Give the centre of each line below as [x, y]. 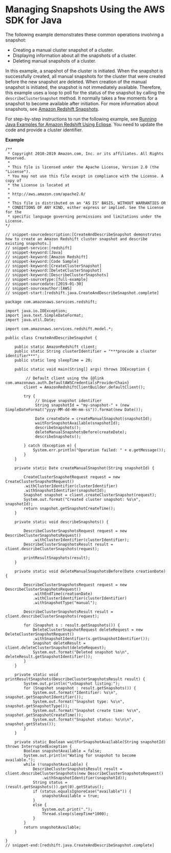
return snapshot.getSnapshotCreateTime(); [70, 508]
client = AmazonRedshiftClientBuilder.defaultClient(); [84, 387]
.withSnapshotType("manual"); [65, 603]
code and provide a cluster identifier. [44, 130]
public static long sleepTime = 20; [54, 360]
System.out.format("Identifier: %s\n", [75, 692]
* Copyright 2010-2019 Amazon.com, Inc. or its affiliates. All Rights [85, 153]
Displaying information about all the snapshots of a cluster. [74, 55]
